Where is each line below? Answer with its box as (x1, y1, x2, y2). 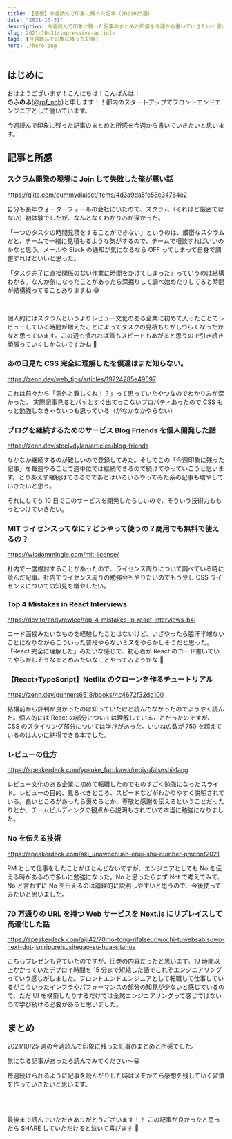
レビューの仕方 (7, 749, 57, 759)
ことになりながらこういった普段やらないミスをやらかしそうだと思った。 (7, 638, 213, 647)
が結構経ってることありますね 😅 (7, 286, 100, 294)
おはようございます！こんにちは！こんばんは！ (7, 89, 140, 97)
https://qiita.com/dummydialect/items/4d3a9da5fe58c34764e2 (7, 191, 188, 199)
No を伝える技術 (7, 834, 61, 843)
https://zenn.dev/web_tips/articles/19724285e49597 (7, 374, 157, 383)
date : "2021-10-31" (7, 17, 64, 23)
